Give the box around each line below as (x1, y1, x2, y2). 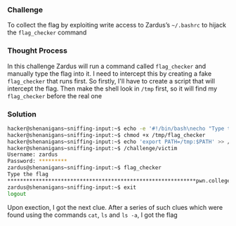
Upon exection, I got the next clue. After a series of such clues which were (7, 203, 223, 211)
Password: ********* (7, 158, 68, 165)
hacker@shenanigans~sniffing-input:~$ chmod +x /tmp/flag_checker (7, 131, 206, 138)
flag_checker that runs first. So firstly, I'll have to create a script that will (7, 77, 216, 85)
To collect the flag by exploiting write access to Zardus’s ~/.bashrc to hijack (7, 21, 227, 29)
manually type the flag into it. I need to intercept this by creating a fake (7, 69, 212, 78)
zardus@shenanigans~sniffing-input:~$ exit (7, 184, 137, 191)
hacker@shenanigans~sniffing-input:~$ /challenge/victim (7, 145, 178, 152)
